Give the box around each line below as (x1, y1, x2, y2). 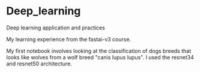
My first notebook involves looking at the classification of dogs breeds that (6, 47, 191, 55)
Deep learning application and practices (6, 24, 105, 31)
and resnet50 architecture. (6, 60, 72, 67)
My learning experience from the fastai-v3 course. (6, 35, 131, 43)
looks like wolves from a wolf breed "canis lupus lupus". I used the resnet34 (6, 53, 194, 61)
